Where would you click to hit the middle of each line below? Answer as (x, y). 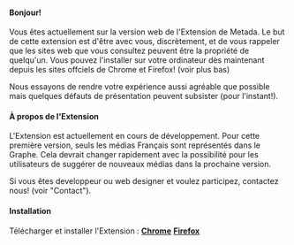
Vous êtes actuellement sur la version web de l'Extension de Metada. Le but (147, 32)
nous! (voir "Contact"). (50, 191)
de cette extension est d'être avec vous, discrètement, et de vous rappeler (145, 42)
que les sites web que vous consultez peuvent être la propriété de (129, 51)
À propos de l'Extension (54, 116)
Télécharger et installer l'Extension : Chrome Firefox (105, 231)
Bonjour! (26, 12)
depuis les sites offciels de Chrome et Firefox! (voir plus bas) (120, 70)
